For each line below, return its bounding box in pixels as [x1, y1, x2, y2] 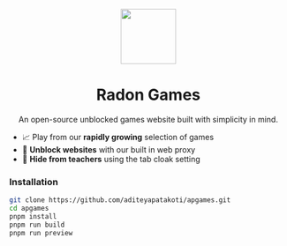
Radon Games [95, 85, 201, 105]
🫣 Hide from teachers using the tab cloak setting [21, 153, 200, 164]
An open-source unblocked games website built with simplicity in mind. [19, 114, 278, 124]
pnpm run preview [9, 228, 73, 237]
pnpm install [9, 212, 57, 220]
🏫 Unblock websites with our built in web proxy [21, 144, 196, 154]
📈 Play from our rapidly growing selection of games [21, 131, 215, 142]
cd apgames [9, 204, 49, 213]
